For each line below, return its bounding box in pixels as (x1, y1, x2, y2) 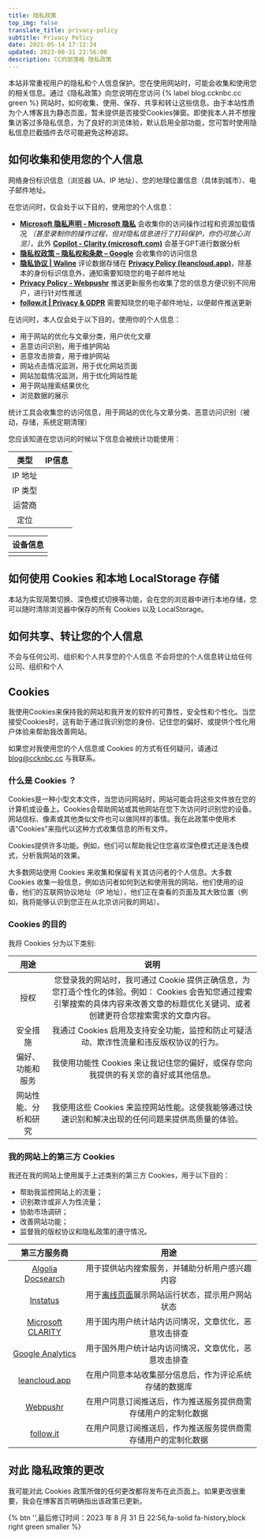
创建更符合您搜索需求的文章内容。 (88, 1010, 215, 1021)
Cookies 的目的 (8, 919, 67, 930)
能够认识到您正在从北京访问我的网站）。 (35, 897, 164, 907)
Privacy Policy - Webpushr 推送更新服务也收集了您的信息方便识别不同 (19, 278, 249, 287)
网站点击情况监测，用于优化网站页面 (19, 361, 138, 370)
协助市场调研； (19, 1207, 69, 1217)
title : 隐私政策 (8, 11, 57, 20)
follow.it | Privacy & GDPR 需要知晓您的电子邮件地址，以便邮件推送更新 (19, 298, 252, 307)
